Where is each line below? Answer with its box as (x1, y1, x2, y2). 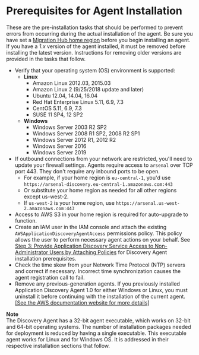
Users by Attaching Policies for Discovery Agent (49, 248, 168, 256)
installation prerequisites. (14, 255, 77, 262)
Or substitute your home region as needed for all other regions (23, 186, 177, 194)
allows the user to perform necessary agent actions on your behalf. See (14, 236, 190, 243)
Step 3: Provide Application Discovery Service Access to (14, 242, 154, 249)
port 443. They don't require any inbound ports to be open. (14, 167, 160, 175)
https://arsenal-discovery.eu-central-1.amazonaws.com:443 (23, 181, 173, 188)
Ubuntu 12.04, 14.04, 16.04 (32, 92, 98, 99)
